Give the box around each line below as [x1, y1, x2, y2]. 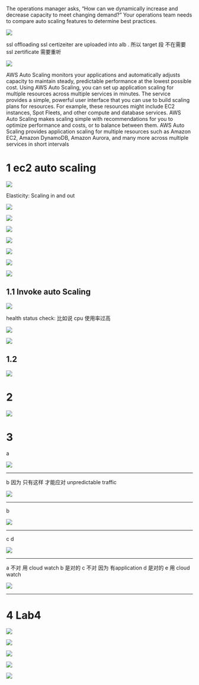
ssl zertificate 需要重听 [6, 49, 62, 55]
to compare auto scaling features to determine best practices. [6, 18, 157, 24]
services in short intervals [6, 140, 69, 148]
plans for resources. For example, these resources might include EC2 [6, 103, 175, 110]
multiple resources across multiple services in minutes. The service [6, 90, 171, 97]
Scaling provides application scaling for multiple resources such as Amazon [6, 128, 191, 135]
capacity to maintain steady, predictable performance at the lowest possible [6, 78, 192, 85]
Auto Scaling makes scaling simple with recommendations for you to [6, 116, 174, 122]
